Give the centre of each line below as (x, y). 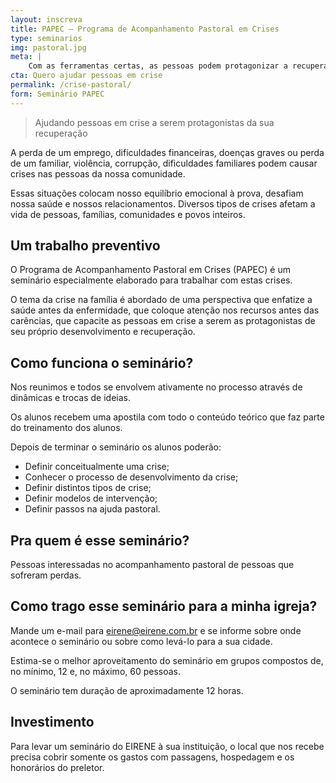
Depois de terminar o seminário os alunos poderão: (116, 447)
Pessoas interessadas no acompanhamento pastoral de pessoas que (152, 565)
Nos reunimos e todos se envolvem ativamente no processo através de (156, 387)
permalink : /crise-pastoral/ (71, 85)
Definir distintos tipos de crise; (88, 488)
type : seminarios (46, 38)
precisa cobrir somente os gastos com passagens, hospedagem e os (152, 757)
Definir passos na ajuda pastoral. (92, 509)
